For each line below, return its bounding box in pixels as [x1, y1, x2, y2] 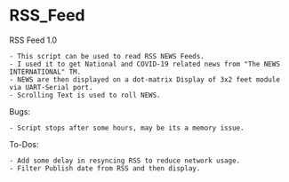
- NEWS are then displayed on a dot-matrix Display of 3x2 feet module [9, 75, 280, 84]
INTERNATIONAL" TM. [9, 67, 82, 76]
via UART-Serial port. [9, 83, 93, 91]
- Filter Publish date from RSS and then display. [9, 163, 201, 173]
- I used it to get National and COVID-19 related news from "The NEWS [9, 59, 280, 68]
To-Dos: [9, 138, 39, 149]
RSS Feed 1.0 [9, 35, 58, 45]
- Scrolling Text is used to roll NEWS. [9, 91, 162, 99]
